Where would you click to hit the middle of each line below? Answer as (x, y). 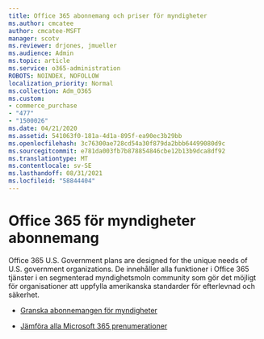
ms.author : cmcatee (41, 23)
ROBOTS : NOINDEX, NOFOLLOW (54, 76)
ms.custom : (27, 98)
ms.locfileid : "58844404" (52, 181)
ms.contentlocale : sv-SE (50, 166)
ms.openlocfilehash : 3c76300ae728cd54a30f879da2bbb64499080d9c (117, 143)
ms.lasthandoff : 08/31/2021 (56, 174)
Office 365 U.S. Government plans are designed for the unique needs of (128, 260)
